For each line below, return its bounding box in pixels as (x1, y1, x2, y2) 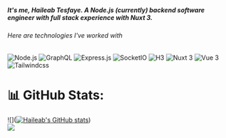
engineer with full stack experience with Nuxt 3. (7, 13, 153, 21)
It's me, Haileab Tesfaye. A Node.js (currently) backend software (7, 6, 205, 14)
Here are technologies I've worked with (7, 31, 123, 39)
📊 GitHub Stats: (7, 87, 105, 103)
